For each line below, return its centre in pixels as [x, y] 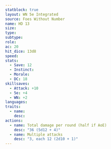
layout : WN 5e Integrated [32, 14]
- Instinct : [22, 70]
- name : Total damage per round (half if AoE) [58, 125]
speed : [12, 56]
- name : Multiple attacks [36, 135]
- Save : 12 [21, 65]
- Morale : [19, 74]
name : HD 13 [17, 24]
